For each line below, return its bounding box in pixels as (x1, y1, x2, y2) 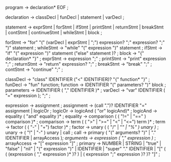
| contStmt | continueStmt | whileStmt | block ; (5, 30, 102, 35)
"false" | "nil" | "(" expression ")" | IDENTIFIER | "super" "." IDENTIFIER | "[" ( (5, 146, 166, 152)
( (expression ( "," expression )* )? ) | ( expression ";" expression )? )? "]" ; (5, 151, 160, 157)
